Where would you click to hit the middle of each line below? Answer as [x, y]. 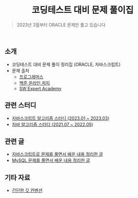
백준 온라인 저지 [34, 83]
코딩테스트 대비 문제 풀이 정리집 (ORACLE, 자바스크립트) [66, 64]
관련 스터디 [21, 105]
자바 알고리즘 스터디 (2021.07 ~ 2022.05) [52, 124]
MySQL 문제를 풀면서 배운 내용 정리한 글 [51, 160]
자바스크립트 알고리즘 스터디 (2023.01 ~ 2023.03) [61, 118]
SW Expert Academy [40, 88]
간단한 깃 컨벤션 [27, 191]
